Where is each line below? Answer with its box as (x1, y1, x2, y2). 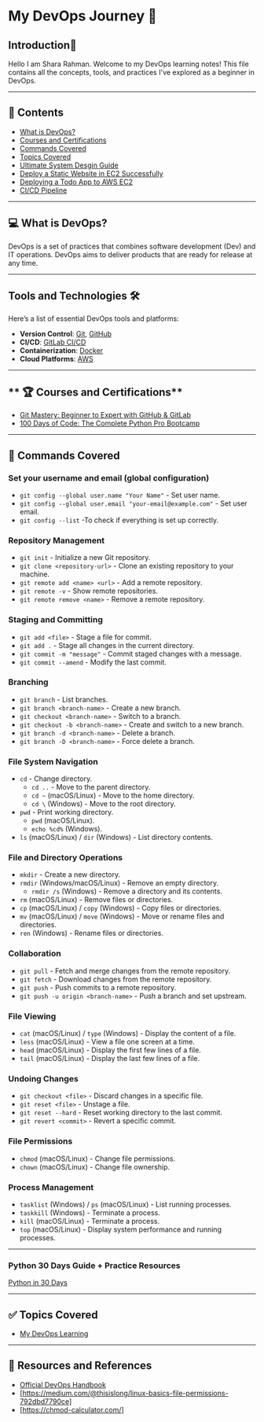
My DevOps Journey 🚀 (8, 7, 157, 25)
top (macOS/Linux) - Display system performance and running (19, 1225, 222, 1234)
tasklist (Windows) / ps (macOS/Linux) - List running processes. (19, 1199, 232, 1209)
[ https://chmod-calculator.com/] (19, 1405, 124, 1414)
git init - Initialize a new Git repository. (19, 553, 151, 562)
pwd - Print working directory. (19, 808, 114, 817)
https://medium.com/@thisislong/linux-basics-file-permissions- (22, 1388, 229, 1398)
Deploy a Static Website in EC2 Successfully (19, 168, 163, 178)
